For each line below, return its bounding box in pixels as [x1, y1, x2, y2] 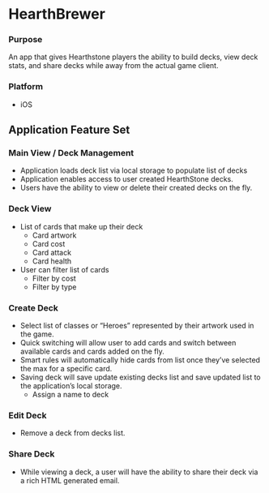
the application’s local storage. [19, 381, 123, 391]
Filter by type [32, 281, 77, 292]
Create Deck [8, 302, 58, 313]
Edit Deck [8, 409, 47, 421]
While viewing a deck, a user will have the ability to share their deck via [19, 467, 258, 477]
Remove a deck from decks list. [19, 428, 126, 438]
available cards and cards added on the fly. [19, 346, 164, 357]
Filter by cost [32, 273, 77, 283]
